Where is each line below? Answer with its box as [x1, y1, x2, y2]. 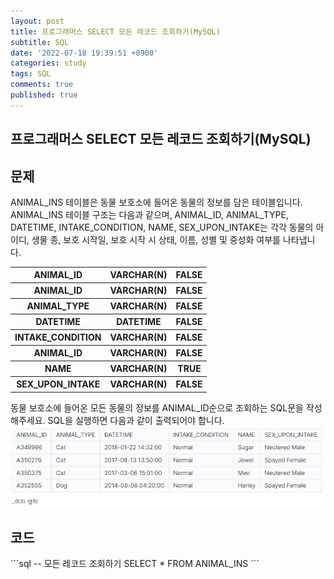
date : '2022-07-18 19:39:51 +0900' [10, 48, 159, 58]
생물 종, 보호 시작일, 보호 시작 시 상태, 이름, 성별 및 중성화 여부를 [31, 233, 281, 245]
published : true [10, 90, 78, 100]
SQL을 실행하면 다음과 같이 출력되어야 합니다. [47, 414, 225, 426]
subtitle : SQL [10, 37, 70, 47]
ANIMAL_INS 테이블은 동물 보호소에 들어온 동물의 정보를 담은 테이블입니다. [10, 196, 303, 208]
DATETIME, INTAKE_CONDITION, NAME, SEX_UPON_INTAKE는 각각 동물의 [10, 221, 314, 233]
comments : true [10, 80, 74, 90]
